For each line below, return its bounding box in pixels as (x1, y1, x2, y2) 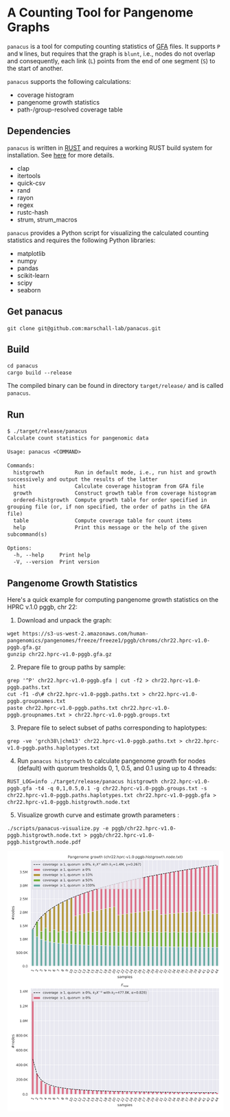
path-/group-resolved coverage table (16, 105, 124, 113)
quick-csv (16, 179, 46, 187)
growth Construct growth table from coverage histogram (13, 490, 216, 497)
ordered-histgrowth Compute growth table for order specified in (13, 497, 207, 503)
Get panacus (7, 306, 63, 318)
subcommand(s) (7, 531, 48, 538)
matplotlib (16, 249, 46, 257)
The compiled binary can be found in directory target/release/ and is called (7, 382, 224, 390)
